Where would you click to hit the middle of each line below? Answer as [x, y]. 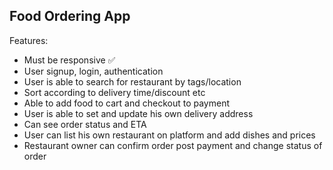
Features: [29, 40]
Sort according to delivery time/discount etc [114, 92]
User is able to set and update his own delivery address [138, 113]
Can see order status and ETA [85, 124]
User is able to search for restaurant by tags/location [132, 81]
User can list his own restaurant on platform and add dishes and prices [169, 135]
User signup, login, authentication [93, 71]
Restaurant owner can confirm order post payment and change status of [173, 145]
